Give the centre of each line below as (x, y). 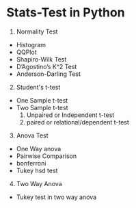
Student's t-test (38, 87)
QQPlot (26, 52)
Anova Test (32, 135)
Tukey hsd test (37, 170)
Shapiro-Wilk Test (41, 59)
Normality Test (37, 31)
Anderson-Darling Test (49, 74)
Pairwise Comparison (46, 156)
